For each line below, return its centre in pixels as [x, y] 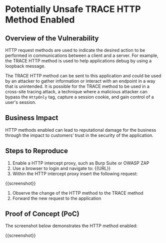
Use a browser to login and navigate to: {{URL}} [61, 168]
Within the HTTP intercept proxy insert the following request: [75, 174]
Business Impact [32, 118]
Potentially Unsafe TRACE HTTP [73, 9]
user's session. [21, 102]
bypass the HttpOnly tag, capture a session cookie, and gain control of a [79, 97]
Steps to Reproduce [37, 151]
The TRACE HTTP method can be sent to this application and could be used [83, 76]
